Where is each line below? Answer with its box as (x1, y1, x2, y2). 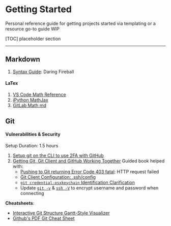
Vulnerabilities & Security (5, 131, 61, 137)
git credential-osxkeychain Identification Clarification (20, 179, 135, 185)
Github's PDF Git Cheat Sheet (12, 215, 75, 221)
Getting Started (5, 4, 72, 15)
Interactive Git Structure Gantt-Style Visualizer (12, 210, 110, 216)
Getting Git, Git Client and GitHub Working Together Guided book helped (12, 157, 165, 164)
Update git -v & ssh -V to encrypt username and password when (20, 184, 159, 191)
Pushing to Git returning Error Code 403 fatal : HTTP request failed (20, 169, 159, 175)
